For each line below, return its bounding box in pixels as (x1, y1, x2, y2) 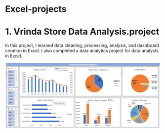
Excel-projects (5, 3, 67, 15)
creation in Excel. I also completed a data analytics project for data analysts (5, 48, 159, 54)
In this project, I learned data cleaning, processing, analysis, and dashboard (5, 43, 160, 48)
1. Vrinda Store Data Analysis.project (5, 26, 160, 38)
